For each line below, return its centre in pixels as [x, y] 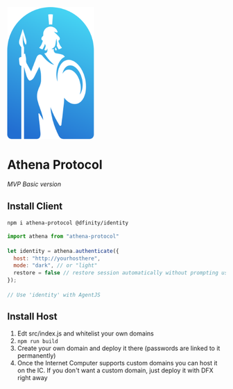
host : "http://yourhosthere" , [57, 258]
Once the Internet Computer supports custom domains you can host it [117, 363]
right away [32, 377]
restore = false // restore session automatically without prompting [116, 273]
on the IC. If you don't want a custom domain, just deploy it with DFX [115, 370]
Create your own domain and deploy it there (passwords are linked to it [119, 348]
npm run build [37, 341]
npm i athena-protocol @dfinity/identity [68, 223]
